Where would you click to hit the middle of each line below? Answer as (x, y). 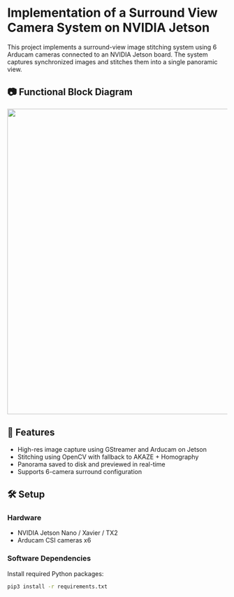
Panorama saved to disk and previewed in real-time (91, 464)
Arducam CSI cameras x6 (54, 540)
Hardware (24, 517)
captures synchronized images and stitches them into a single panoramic (112, 61)
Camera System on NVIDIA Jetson (109, 28)
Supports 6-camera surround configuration (79, 471)
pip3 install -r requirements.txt (58, 587)
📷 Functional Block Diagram (70, 92)
